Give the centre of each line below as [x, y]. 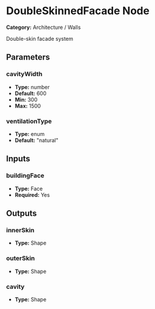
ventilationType [29, 121]
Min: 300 [26, 99]
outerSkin [21, 258]
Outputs [22, 213]
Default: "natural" [36, 140]
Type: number [32, 87]
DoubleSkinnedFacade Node [78, 11]
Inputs [18, 159]
